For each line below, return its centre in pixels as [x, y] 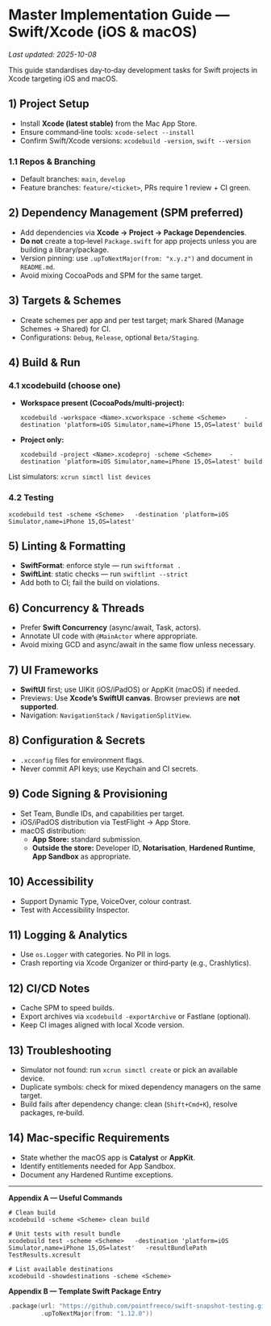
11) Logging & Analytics [68, 935]
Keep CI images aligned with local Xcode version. [102, 1025]
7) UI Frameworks [54, 670]
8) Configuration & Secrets [77, 740]
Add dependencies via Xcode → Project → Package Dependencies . [133, 232]
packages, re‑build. [52, 1112]
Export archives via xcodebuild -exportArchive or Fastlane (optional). [135, 1016]
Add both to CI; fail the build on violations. [90, 583]
